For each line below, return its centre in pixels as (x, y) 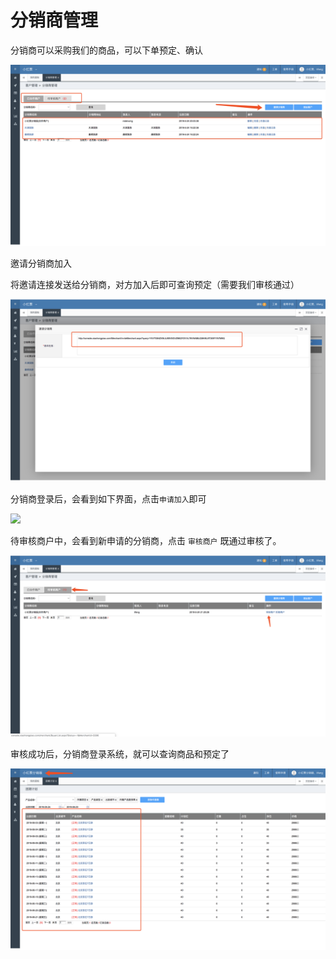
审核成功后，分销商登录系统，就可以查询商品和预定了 (120, 754)
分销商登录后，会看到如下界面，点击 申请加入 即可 (108, 498)
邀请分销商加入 (41, 263)
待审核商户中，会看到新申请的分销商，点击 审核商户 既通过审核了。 (146, 540)
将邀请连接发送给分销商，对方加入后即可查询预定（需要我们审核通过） (155, 285)
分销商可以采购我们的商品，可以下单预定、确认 (106, 50)
